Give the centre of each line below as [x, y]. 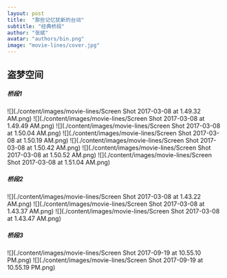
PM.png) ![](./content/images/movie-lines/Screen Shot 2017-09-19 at [105, 260]
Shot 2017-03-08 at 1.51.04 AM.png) [59, 163]
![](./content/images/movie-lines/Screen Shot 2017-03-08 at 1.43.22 [104, 197]
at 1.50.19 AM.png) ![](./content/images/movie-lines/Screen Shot [108, 141]
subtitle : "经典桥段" [36, 26]
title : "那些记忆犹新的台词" [46, 20]
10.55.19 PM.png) [31, 268]
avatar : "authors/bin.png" [46, 39]
